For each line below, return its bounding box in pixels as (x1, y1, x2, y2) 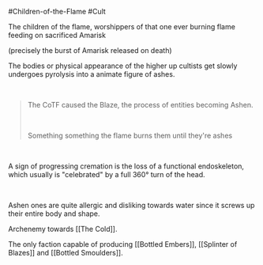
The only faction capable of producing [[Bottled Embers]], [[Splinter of (8, 240, 238, 248)
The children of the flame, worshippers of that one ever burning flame (8, 22, 235, 31)
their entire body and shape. (8, 209, 100, 218)
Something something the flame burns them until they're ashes (27, 131, 233, 140)
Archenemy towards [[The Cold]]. (8, 225, 118, 233)
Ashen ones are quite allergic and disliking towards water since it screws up (8, 201, 255, 210)
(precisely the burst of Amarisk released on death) (8, 46, 172, 55)
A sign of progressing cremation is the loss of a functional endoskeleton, (8, 161, 245, 171)
